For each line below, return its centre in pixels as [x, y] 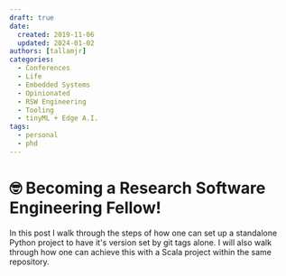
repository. [29, 262]
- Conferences [44, 69]
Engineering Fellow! [85, 207]
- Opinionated [44, 93]
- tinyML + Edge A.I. [58, 118]
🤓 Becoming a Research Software [138, 188]
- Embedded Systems [54, 85]
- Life [30, 77]
